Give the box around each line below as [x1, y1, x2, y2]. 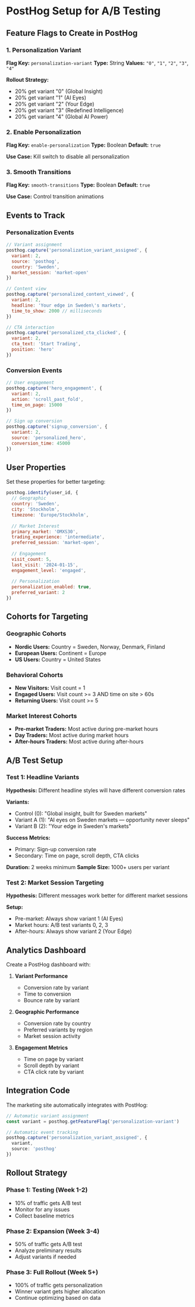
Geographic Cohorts [6, 629, 67, 638]
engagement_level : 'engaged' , [11, 567, 86, 573]
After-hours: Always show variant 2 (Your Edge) [14, 928, 132, 935]
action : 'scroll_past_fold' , [11, 396, 84, 402]
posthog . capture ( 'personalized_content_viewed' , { [6, 291, 134, 298]
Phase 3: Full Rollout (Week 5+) [6, 1268, 99, 1276]
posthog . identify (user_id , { [6, 490, 78, 496]
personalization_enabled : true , [11, 584, 92, 590]
